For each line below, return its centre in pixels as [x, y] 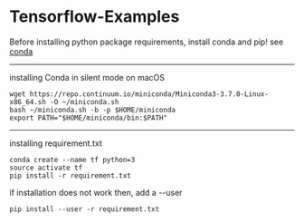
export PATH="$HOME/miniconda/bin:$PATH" [89, 118]
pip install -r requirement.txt [70, 175]
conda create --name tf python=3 [72, 160]
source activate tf [46, 168]
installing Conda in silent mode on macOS [87, 77]
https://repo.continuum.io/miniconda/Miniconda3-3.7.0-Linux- [149, 94]
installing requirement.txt [56, 143]
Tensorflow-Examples [95, 17]
